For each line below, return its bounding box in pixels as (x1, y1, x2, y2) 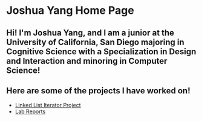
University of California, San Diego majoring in (6, 37, 184, 47)
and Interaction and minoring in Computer (6, 55, 168, 66)
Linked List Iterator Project (15, 102, 81, 109)
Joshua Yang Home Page (6, 4, 134, 17)
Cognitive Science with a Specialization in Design (6, 46, 197, 57)
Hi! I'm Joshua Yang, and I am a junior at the (6, 28, 174, 38)
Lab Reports (15, 108, 46, 115)
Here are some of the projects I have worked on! (6, 85, 191, 96)
